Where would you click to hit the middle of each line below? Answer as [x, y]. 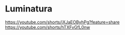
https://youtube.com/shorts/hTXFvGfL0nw [48, 27]
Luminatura [29, 9]
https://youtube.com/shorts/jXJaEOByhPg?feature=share [62, 22]
